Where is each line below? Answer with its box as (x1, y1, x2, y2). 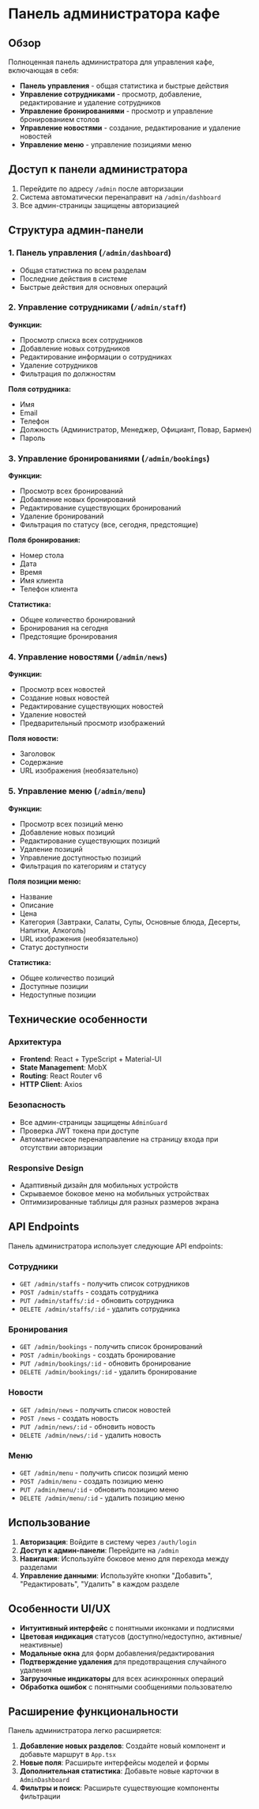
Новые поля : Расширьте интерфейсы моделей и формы (19, 1758, 209, 1768)
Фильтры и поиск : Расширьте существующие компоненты (19, 1783, 220, 1793)
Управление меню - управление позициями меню (19, 140, 192, 149)
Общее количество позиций (19, 973, 114, 982)
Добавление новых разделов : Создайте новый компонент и (19, 1741, 227, 1750)
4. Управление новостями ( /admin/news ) (8, 652, 167, 663)
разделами (19, 1562, 58, 1571)
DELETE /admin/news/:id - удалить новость (19, 1430, 162, 1439)
